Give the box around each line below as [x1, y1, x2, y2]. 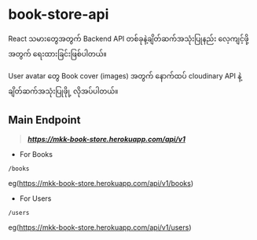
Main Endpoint [8, 114, 81, 127]
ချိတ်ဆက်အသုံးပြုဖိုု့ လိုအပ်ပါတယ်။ [8, 86, 119, 96]
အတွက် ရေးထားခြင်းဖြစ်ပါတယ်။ [8, 49, 108, 58]
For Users [19, 194, 52, 203]
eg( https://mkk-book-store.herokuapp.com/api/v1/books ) [8, 178, 194, 187]
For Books [19, 149, 53, 158]
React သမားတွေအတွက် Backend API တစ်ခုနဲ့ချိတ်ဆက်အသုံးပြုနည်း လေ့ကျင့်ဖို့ [8, 34, 249, 43]
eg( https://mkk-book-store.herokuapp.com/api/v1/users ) [8, 222, 192, 232]
